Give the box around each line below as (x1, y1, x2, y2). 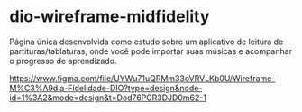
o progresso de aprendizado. (9, 55, 117, 66)
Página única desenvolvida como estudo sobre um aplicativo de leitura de (9, 36, 284, 47)
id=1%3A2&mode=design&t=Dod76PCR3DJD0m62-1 (9, 92, 207, 103)
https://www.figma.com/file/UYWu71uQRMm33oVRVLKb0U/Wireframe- (9, 72, 276, 83)
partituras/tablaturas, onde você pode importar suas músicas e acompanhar (9, 45, 293, 56)
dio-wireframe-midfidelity (9, 6, 210, 27)
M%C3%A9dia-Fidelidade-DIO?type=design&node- (9, 82, 203, 93)
